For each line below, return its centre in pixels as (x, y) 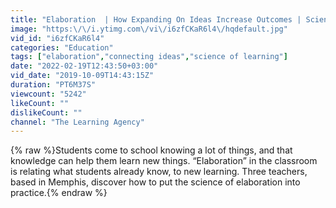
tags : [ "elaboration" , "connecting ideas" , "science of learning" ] (149, 57)
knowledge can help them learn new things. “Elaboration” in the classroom (164, 161)
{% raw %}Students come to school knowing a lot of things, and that (151, 150)
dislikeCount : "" (46, 112)
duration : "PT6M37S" (53, 85)
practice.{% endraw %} (59, 193)
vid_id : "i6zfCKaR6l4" (57, 38)
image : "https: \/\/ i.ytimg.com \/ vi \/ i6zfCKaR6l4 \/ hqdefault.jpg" (149, 29)
